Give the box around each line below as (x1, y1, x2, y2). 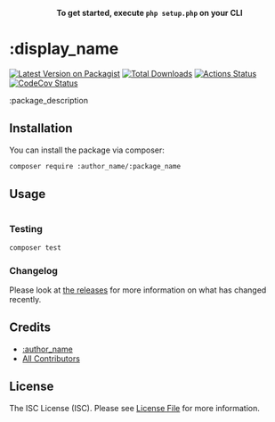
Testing (9, 223, 43, 236)
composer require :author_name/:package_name (9, 161, 181, 170)
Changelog (9, 264, 58, 277)
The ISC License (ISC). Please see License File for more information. (9, 402, 261, 413)
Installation (9, 120, 73, 137)
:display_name (9, 39, 119, 59)
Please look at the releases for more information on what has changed (9, 285, 267, 295)
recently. (9, 294, 42, 304)
